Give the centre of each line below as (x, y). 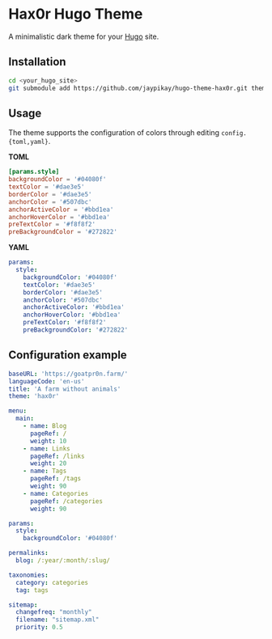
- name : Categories (56, 493)
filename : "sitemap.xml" (57, 620)
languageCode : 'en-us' (47, 381)
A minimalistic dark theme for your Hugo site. (84, 36)
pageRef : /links (57, 456)
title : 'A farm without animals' (65, 389)
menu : (17, 411)
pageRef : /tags (55, 479)
